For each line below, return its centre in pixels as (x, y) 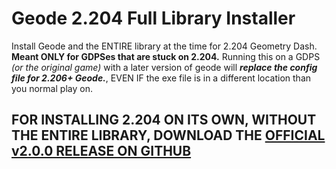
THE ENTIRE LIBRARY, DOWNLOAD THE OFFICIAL (168, 135)
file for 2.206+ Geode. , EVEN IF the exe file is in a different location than (161, 78)
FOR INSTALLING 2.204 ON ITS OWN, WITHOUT (164, 120)
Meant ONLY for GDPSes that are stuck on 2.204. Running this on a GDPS (166, 56)
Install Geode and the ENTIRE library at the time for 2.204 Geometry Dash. (164, 46)
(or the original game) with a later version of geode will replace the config (164, 67)
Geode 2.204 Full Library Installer (153, 18)
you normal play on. (52, 88)
